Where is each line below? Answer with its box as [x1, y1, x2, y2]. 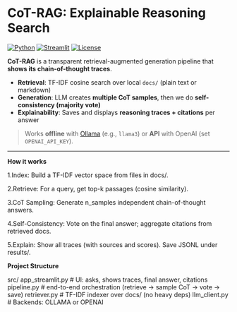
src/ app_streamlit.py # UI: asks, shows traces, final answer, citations [7, 275, 208, 284]
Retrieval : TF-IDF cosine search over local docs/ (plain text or [17, 78, 197, 86]
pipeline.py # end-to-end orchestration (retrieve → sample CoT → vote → [7, 282, 220, 291]
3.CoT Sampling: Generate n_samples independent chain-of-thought [7, 198, 206, 206]
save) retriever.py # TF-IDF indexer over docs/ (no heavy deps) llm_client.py [7, 290, 229, 299]
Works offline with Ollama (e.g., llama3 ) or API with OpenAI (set [24, 129, 210, 138]
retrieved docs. [7, 227, 51, 235]
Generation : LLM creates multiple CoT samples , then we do [17, 93, 194, 102]
